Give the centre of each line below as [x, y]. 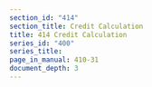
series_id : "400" [42, 43]
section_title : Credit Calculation [76, 26]
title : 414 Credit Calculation [68, 34]
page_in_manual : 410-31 [54, 60]
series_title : [36, 52]
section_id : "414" [44, 18]
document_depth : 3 [44, 69]
